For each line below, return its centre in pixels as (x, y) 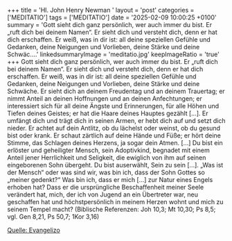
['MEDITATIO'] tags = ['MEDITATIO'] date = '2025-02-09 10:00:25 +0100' (112, 17)
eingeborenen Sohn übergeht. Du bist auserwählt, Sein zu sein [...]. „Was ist (115, 165)
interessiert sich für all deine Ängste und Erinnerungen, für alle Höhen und (113, 106)
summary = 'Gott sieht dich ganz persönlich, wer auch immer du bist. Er (110, 25)
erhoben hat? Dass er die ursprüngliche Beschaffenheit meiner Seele (106, 187)
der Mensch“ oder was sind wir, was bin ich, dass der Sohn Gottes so (106, 172)
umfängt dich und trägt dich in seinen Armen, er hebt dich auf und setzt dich (116, 120)
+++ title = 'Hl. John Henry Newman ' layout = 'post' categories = (101, 10)
